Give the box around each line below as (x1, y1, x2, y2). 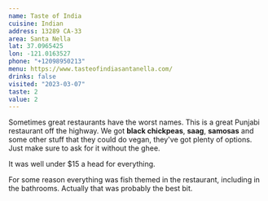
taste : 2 (8, 87, 38, 96)
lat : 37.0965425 (8, 42, 64, 50)
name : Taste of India (8, 11, 82, 20)
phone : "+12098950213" (8, 58, 86, 66)
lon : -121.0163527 (8, 50, 71, 58)
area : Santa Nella (8, 34, 71, 43)
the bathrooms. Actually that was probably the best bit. (8, 184, 193, 194)
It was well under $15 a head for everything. (8, 159, 156, 169)
